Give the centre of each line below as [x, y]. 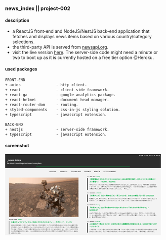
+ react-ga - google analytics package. [61, 95]
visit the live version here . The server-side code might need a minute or [85, 53]
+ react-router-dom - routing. [42, 105]
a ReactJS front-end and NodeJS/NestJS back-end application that [81, 31]
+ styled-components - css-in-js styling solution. [63, 110]
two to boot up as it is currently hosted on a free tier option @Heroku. [83, 58]
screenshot [17, 145]
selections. [23, 42]
